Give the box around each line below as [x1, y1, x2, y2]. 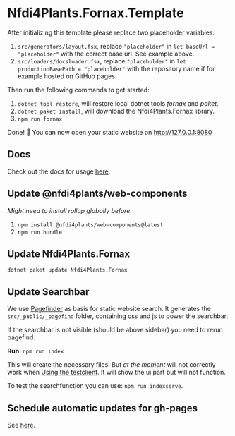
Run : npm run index [7, 347, 64, 356]
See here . [7, 421, 35, 429]
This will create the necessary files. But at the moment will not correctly [7, 361, 216, 369]
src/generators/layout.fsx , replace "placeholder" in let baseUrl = [17, 42, 215, 50]
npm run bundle [17, 229, 63, 236]
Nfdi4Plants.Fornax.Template [7, 5, 185, 21]
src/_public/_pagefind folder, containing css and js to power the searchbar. [7, 312, 228, 320]
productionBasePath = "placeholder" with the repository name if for [17, 64, 215, 73]
